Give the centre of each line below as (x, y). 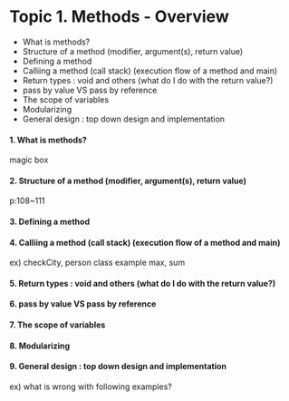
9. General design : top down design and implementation (118, 367)
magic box (29, 160)
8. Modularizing (40, 346)
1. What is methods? (48, 140)
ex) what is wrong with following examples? (91, 386)
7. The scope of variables (58, 325)
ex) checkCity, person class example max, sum (97, 263)
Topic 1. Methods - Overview (119, 17)
